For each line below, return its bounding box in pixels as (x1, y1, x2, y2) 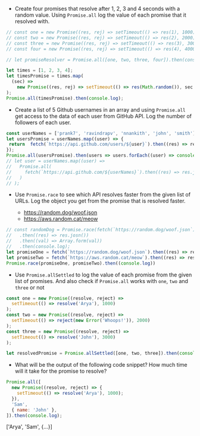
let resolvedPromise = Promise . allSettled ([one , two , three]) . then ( (6, 351, 180, 357)
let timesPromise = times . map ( (6, 73, 84, 79)
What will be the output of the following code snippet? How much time (14, 361, 187, 369)
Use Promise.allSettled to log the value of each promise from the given (14, 271, 192, 278)
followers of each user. (14, 119, 71, 126)
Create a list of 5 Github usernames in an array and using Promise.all (14, 106, 186, 113)
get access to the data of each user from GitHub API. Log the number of (14, 112, 192, 119)
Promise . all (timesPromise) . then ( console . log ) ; (6, 95, 124, 101)
